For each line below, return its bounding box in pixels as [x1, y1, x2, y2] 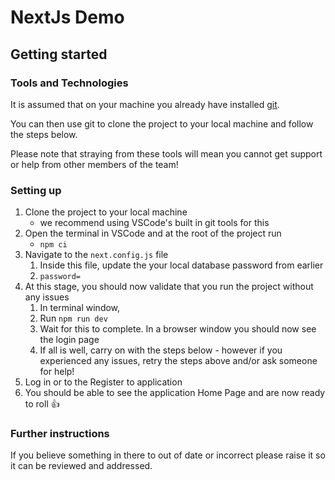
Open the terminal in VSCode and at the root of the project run [24, 227, 282, 240]
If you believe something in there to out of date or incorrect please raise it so [10, 449, 326, 461]
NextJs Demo [10, 6, 125, 29]
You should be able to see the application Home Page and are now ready [24, 387, 326, 399]
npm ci [39, 240, 68, 250]
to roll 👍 [24, 398, 60, 410]
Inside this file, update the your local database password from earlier [39, 259, 324, 271]
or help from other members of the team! [10, 158, 179, 170]
